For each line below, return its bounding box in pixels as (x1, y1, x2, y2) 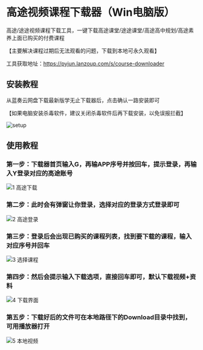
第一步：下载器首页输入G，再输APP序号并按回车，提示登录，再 (6, 160, 191, 169)
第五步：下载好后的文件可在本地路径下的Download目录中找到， (6, 313, 192, 322)
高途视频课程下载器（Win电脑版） (6, 5, 175, 19)
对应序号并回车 (6, 241, 50, 250)
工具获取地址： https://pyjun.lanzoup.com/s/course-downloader (6, 60, 165, 67)
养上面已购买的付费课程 (6, 34, 65, 41)
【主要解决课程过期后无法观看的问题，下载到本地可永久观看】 (6, 47, 160, 54)
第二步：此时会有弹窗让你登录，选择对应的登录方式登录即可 (6, 201, 180, 209)
